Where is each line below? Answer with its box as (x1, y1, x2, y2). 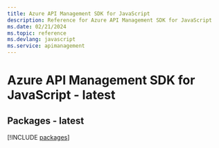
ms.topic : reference (7, 29, 67, 37)
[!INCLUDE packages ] (7, 133, 70, 141)
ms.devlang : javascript (7, 36, 76, 43)
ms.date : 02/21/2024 (7, 23, 67, 30)
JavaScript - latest (7, 88, 116, 103)
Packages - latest (7, 115, 85, 126)
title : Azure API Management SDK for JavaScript (7, 10, 150, 17)
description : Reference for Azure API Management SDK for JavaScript (7, 17, 213, 24)
